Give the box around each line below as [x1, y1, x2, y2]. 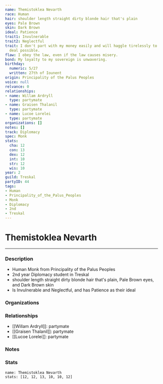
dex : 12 [9, 152, 25, 157]
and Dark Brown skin [12, 282, 54, 288]
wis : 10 [9, 166, 25, 171]
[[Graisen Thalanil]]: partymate [12, 328, 74, 334]
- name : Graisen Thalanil [5, 102, 57, 107]
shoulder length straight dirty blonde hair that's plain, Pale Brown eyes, [12, 277, 154, 283]
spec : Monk [5, 134, 27, 139]
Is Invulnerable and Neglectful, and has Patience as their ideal [12, 287, 136, 293]
